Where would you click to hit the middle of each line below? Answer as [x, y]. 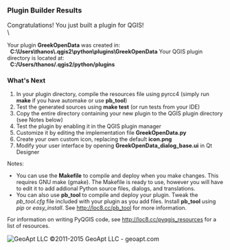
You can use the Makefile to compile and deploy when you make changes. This [117, 175]
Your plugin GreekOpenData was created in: [64, 46]
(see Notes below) [39, 120]
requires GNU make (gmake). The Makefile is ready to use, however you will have [120, 182]
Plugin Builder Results [45, 10]
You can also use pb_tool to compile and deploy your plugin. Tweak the [107, 195]
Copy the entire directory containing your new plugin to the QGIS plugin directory [119, 113]
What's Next [26, 80]
